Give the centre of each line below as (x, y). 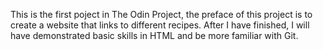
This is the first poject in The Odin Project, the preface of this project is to (161, 14)
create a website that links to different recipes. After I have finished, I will (160, 25)
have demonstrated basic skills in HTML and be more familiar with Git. (154, 35)
